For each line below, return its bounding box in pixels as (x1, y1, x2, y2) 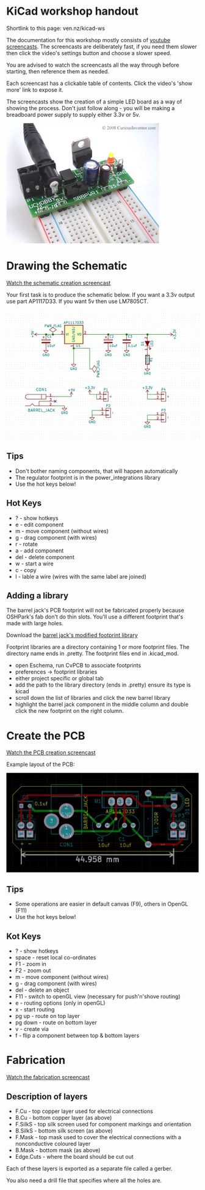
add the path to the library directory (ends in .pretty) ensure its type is (15, 681, 191, 689)
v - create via (15, 1025, 49, 1033)
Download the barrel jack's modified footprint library (6, 631, 138, 639)
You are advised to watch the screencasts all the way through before (6, 61, 179, 69)
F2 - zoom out (15, 967, 51, 974)
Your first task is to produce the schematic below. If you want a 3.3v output (6, 291, 195, 298)
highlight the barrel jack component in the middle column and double (15, 701, 189, 708)
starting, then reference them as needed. (6, 67, 110, 75)
